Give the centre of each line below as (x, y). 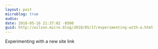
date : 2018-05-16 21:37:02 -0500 (39, 23)
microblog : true (22, 14)
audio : (12, 18)
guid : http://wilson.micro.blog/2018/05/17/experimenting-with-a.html (79, 28)
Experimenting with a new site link (40, 41)
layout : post (19, 9)
